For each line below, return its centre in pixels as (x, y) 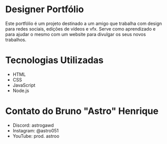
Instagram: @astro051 (36, 130)
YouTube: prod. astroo (36, 136)
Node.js (21, 91)
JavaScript (24, 85)
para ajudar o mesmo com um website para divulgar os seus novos (76, 34)
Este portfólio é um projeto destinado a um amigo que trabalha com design (83, 23)
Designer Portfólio (45, 9)
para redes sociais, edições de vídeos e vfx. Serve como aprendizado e (80, 28)
